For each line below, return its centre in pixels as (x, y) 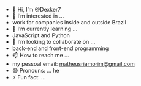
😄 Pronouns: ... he (36, 70)
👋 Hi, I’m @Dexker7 (36, 9)
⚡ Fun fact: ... (29, 77)
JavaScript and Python (41, 35)
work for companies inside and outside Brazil (69, 22)
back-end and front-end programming (60, 48)
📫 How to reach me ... (40, 55)
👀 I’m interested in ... (38, 16)
